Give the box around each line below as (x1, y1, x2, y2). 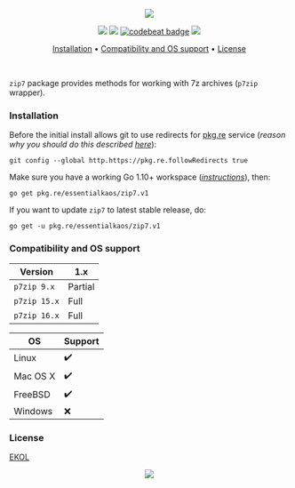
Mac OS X (13, 370, 56, 382)
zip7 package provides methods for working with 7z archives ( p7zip (9, 78, 259, 88)
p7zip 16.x (13, 310, 60, 320)
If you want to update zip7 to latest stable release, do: (9, 204, 207, 215)
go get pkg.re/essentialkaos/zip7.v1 (9, 189, 149, 198)
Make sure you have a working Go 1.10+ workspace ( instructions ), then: (9, 172, 271, 182)
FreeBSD (13, 388, 51, 401)
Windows (13, 404, 53, 417)
